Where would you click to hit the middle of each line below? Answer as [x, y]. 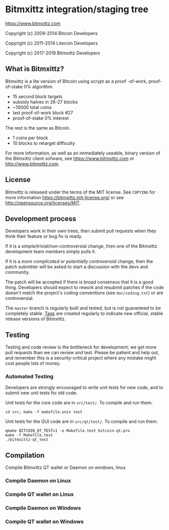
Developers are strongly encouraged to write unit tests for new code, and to [84, 388]
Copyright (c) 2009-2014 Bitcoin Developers [51, 33]
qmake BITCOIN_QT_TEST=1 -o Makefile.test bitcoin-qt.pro [68, 431]
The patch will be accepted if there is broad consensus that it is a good [79, 282]
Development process [41, 219]
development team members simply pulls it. [51, 252]
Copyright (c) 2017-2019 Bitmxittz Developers [53, 53]
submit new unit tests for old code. [41, 393]
